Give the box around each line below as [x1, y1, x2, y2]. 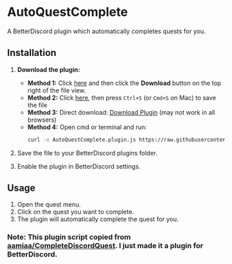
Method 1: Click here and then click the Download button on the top [27, 79, 222, 87]
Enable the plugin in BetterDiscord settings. [17, 162, 141, 170]
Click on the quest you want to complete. [17, 208, 135, 216]
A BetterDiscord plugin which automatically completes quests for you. [7, 27, 206, 35]
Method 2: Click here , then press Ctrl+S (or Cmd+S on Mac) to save [27, 93, 216, 102]
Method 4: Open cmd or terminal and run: [27, 122, 147, 131]
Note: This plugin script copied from [7, 232, 131, 242]
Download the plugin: [17, 65, 81, 73]
